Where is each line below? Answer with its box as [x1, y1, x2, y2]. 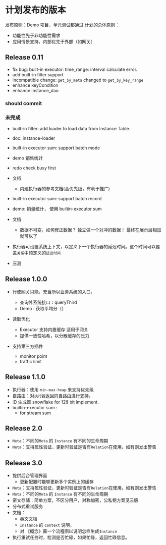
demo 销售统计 [12, 155, 43, 161]
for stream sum [19, 410, 51, 416]
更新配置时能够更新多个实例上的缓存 [19, 479, 94, 485]
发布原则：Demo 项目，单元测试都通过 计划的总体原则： [5, 22, 120, 28]
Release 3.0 [5, 459, 43, 467]
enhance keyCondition [12, 82, 58, 88]
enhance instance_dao [12, 87, 58, 93]
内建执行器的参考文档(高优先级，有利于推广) [19, 185, 110, 191]
